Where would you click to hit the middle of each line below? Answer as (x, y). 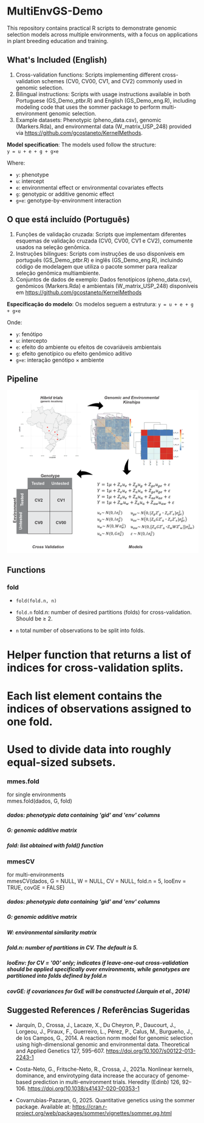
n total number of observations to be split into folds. (80, 631)
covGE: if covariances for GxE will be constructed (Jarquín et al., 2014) (98, 991)
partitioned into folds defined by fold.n (57, 976)
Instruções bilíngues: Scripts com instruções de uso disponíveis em (100, 253)
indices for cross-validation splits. (95, 668)
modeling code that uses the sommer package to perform (88, 107)
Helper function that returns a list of (99, 655)
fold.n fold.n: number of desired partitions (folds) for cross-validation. (104, 613)
